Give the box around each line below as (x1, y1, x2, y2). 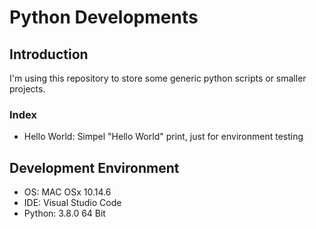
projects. (9, 83, 46, 95)
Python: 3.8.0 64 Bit (23, 207, 106, 220)
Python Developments (9, 6, 199, 29)
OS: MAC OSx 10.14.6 (23, 186, 112, 198)
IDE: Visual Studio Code (23, 197, 122, 209)
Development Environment (9, 159, 180, 176)
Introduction (9, 46, 89, 63)
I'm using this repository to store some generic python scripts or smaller (9, 72, 307, 84)
